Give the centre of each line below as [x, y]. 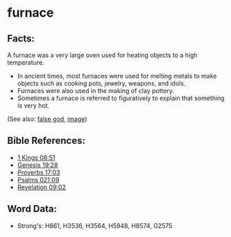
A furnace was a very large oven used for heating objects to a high [102, 55]
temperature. [26, 63]
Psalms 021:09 [38, 179]
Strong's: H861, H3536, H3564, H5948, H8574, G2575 [95, 226]
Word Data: [32, 209]
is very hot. [33, 105]
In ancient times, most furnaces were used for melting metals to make [117, 76]
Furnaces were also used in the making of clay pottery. [96, 91]
